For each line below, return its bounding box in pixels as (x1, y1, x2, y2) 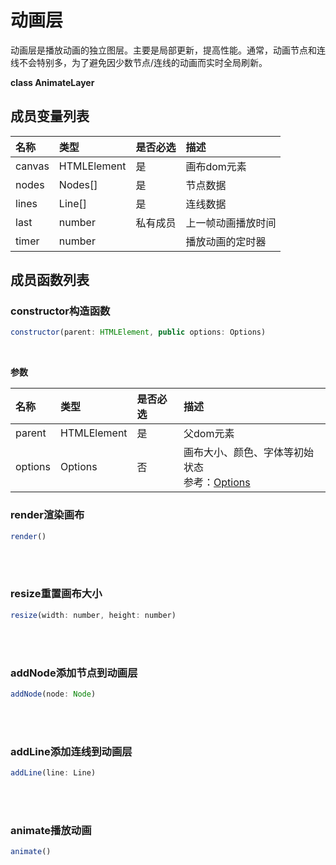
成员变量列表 (10, 108, 90, 125)
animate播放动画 (10, 823, 92, 837)
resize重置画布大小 (10, 587, 103, 601)
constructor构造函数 (10, 304, 111, 318)
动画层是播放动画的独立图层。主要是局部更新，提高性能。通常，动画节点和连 (10, 44, 326, 56)
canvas (15, 159, 50, 173)
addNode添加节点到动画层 (10, 666, 138, 680)
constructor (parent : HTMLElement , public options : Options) (10, 327, 267, 338)
